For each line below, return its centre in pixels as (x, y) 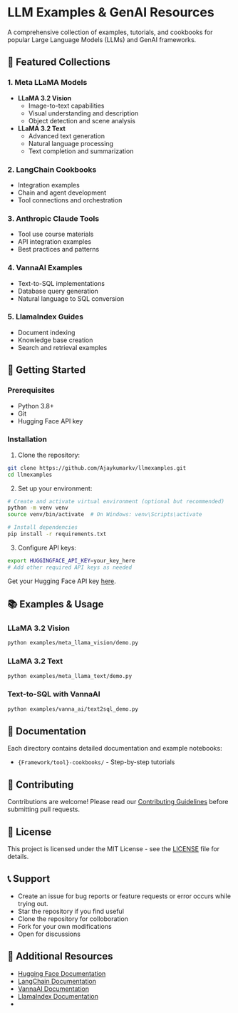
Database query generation (58, 291)
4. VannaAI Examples (45, 268)
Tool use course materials (56, 234)
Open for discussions (49, 934)
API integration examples (54, 242)
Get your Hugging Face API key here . (62, 581)
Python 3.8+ (36, 406)
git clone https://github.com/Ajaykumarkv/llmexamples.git (97, 468)
